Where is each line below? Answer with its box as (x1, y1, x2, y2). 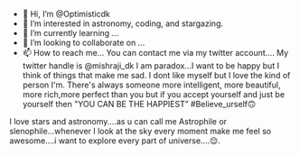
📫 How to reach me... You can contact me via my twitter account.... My (22, 48, 289, 58)
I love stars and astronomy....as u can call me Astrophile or (9, 116, 228, 126)
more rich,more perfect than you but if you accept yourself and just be (22, 89, 286, 99)
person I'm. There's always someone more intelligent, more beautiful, (22, 79, 281, 90)
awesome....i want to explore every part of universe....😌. (9, 135, 221, 146)
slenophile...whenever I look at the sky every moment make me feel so (9, 126, 272, 136)
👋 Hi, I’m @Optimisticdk (22, 9, 111, 19)
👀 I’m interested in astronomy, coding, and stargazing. (22, 18, 224, 29)
